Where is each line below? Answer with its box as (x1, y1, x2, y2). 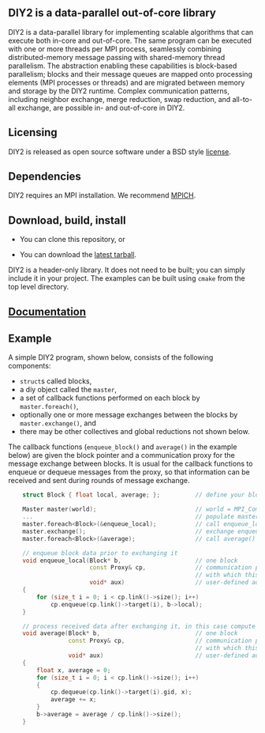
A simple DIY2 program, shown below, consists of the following (8, 353, 214, 362)
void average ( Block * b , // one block (22, 629, 238, 637)
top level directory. (8, 282, 69, 292)
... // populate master (22, 513, 259, 521)
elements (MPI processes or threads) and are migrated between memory (8, 77, 245, 87)
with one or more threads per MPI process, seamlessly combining (8, 43, 222, 54)
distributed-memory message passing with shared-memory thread (8, 52, 226, 62)
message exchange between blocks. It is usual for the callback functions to (8, 459, 253, 469)
